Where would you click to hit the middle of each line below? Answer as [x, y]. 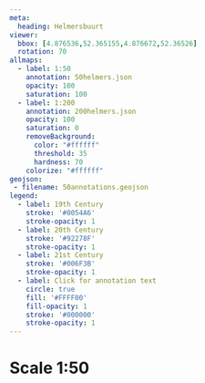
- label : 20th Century [61, 230]
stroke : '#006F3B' [61, 264]
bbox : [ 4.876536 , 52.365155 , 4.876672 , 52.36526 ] [108, 43]
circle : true [51, 289]
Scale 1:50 [49, 368]
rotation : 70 [42, 52]
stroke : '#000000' [61, 315]
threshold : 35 [61, 153]
